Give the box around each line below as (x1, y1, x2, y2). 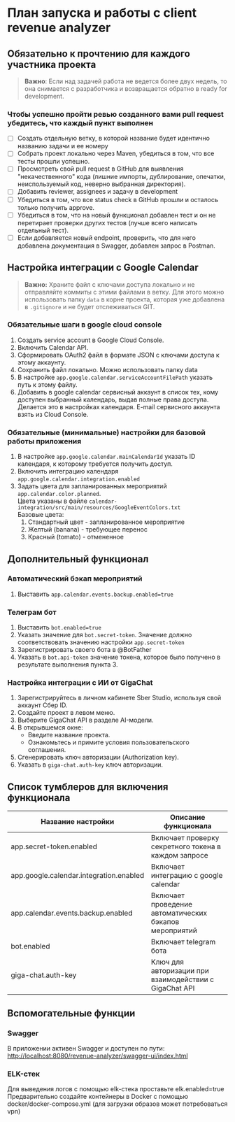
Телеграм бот (7, 607, 57, 617)
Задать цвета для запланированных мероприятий (17, 482, 167, 490)
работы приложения (7, 436, 82, 446)
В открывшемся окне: (17, 723, 83, 732)
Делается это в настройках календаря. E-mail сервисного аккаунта (17, 402, 220, 411)
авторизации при (150, 966, 210, 976)
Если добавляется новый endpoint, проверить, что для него (17, 233, 196, 242)
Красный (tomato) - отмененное (27, 533, 124, 541)
